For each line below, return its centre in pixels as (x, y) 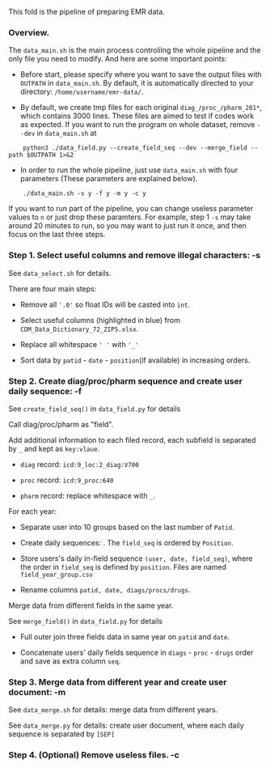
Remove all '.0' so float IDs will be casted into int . (105, 304)
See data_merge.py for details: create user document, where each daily (126, 726)
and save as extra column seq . (70, 661)
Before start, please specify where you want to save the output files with (141, 74)
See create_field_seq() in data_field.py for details (95, 409)
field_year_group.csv (56, 575)
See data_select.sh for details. (60, 273)
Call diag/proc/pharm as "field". (61, 424)
